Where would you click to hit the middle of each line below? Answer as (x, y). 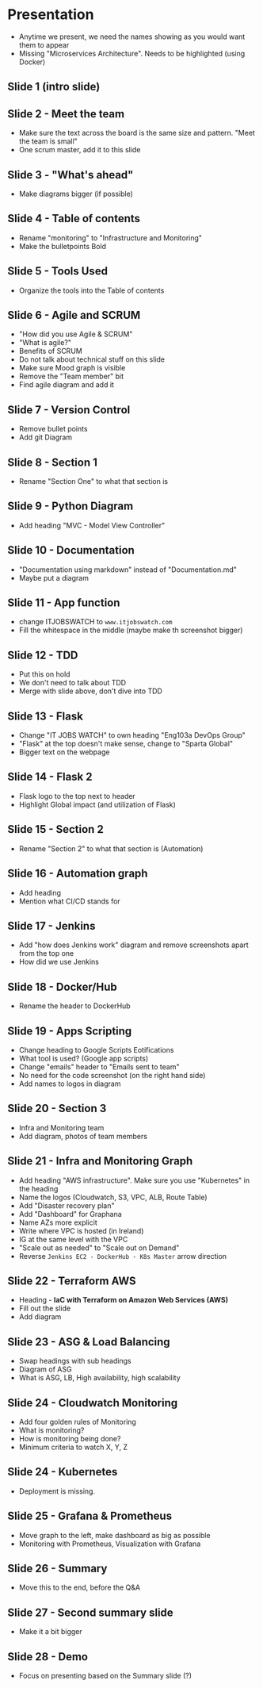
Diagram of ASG (45, 1369)
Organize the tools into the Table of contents (91, 290)
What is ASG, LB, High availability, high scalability (100, 1378)
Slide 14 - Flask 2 (50, 777)
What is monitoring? (51, 1430)
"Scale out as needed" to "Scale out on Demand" (99, 1248)
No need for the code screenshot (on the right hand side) (112, 1075)
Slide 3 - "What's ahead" (71, 175)
